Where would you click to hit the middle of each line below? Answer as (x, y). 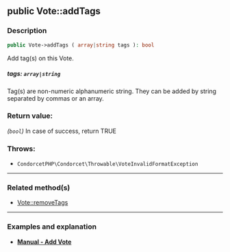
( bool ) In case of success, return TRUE (62, 131)
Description (27, 31)
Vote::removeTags (42, 203)
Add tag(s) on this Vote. (40, 58)
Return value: (30, 116)
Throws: (21, 149)
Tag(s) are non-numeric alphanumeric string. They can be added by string (112, 91)
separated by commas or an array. (55, 98)
